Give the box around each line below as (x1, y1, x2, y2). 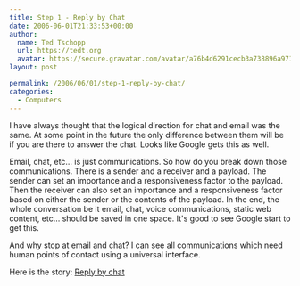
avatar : (17, 54, 46, 63)
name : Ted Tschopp (17, 37, 87, 47)
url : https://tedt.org (17, 46, 102, 55)
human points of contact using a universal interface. (9, 249, 201, 259)
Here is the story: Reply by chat (9, 266, 125, 277)
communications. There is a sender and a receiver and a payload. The (9, 166, 267, 176)
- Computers (17, 95, 62, 104)
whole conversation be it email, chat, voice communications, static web (9, 203, 272, 214)
